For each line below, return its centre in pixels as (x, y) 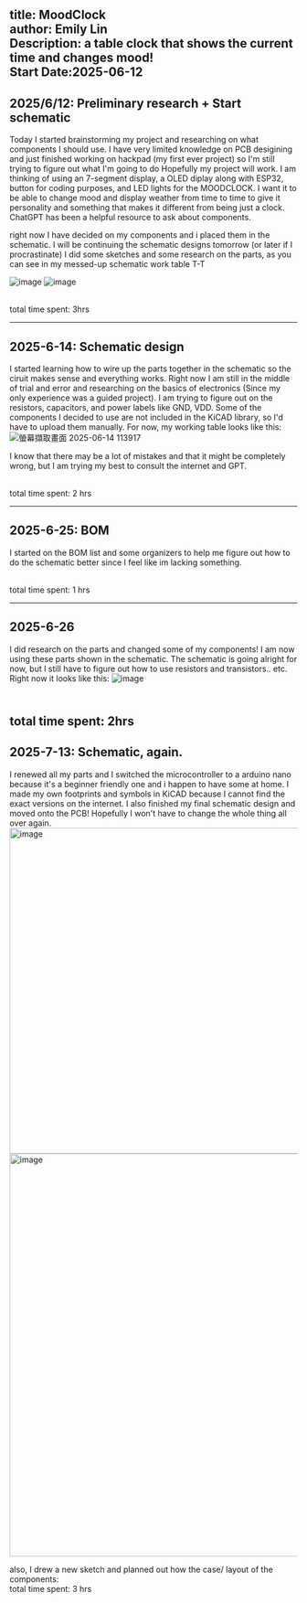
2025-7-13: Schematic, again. (96, 752)
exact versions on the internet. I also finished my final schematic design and (152, 803)
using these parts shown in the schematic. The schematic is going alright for (153, 658)
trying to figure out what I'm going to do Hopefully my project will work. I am (153, 169)
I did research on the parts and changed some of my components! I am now (152, 649)
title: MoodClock (58, 15)
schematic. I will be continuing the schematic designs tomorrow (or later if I (151, 245)
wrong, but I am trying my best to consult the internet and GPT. (128, 466)
